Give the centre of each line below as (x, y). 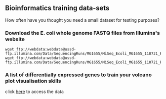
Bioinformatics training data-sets (57, 8)
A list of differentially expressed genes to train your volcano (79, 75)
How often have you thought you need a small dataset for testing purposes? (82, 20)
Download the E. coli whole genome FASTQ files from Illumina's (83, 33)
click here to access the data (35, 92)
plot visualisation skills (33, 81)
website (15, 39)
